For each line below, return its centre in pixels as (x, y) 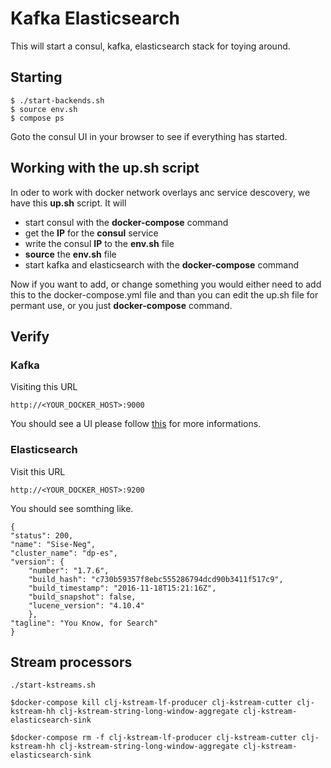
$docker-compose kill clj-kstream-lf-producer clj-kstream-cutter (151, 703)
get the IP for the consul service (91, 233)
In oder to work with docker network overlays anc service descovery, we (160, 192)
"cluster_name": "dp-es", (64, 553)
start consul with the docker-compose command (126, 222)
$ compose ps (37, 118)
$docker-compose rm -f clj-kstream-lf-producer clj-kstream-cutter (154, 738)
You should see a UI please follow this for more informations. (136, 424)
